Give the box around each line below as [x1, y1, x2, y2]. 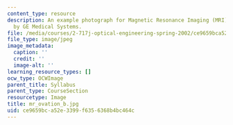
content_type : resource [7, 10, 76, 17]
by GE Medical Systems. [13, 23, 82, 30]
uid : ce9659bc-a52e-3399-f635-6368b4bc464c [7, 107, 135, 114]
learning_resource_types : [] [7, 68, 92, 75]
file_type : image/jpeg [7, 36, 73, 43]
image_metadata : [7, 42, 54, 49]
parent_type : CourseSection [7, 87, 89, 94]
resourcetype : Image [7, 94, 67, 101]
